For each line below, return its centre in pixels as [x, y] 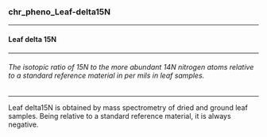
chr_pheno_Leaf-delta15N [60, 12]
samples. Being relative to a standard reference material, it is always [120, 116]
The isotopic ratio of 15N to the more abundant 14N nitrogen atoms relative [131, 67]
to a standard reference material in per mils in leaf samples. [106, 76]
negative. [23, 124]
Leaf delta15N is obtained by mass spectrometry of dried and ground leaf [128, 107]
